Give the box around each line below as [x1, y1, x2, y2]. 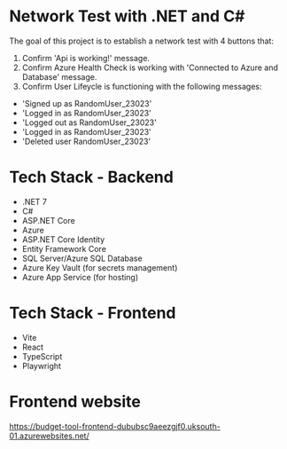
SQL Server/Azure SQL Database [21, 253, 143, 264]
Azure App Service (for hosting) [21, 272, 139, 282]
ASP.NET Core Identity [21, 233, 105, 245]
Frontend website [9, 392, 142, 412]
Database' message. [21, 71, 97, 82]
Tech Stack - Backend [9, 167, 175, 187]
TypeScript [21, 351, 63, 361]
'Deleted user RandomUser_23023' [21, 136, 151, 146]
